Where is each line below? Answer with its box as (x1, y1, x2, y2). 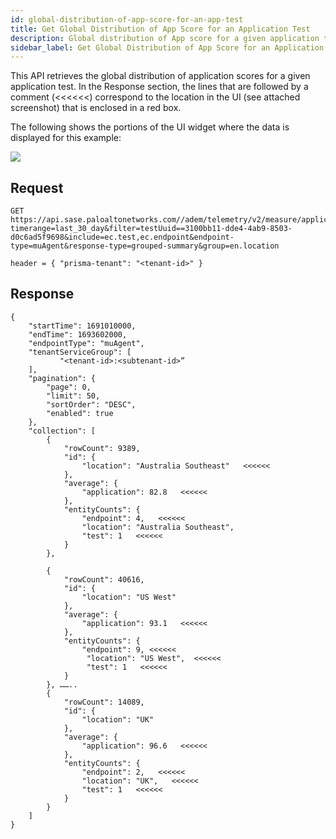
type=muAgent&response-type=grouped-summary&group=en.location (10, 241, 280, 251)
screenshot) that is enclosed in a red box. (10, 102, 182, 114)
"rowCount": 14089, (63, 697, 145, 707)
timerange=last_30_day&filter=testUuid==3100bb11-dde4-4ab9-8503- (10, 224, 293, 234)
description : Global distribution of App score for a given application (10, 33, 320, 43)
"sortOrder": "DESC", (46, 399, 137, 410)
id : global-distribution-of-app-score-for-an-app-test (10, 14, 244, 25)
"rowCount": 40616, (63, 574, 145, 585)
